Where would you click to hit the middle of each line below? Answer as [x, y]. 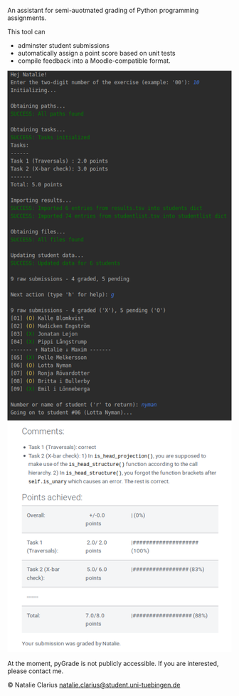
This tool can [26, 32]
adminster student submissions [64, 45]
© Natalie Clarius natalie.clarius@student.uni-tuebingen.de [94, 685]
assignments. [27, 18]
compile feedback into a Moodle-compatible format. [94, 61]
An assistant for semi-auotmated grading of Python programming [103, 10]
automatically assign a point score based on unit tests [96, 53]
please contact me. [36, 671]
